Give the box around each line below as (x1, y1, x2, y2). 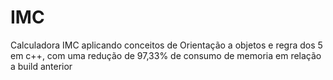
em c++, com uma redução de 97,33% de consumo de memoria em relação (10, 49, 322, 61)
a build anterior (10, 60, 73, 72)
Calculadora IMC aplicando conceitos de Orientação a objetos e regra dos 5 (10, 39, 323, 51)
